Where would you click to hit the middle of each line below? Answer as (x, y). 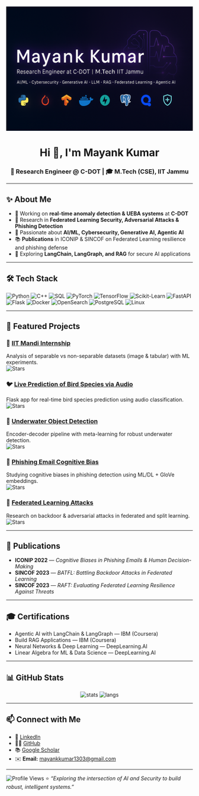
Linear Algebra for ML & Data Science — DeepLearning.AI (85, 653)
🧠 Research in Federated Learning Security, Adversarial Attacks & (97, 220)
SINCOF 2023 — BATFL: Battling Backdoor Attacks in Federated (94, 573)
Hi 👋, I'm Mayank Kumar (99, 152)
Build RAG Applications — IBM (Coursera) (65, 640)
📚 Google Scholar (37, 750)
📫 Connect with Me (44, 720)
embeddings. (22, 481)
